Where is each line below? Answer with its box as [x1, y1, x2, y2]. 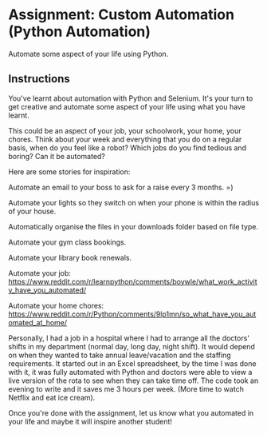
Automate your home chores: [8, 301, 104, 310]
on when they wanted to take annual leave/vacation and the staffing [8, 350, 231, 360]
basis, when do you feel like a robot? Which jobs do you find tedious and [8, 142, 247, 153]
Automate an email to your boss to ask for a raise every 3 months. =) [8, 182, 234, 192]
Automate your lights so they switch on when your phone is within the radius [8, 197, 260, 207]
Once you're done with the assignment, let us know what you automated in [8, 408, 254, 417]
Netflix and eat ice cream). [8, 392, 96, 402]
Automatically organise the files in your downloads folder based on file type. [8, 221, 259, 231]
